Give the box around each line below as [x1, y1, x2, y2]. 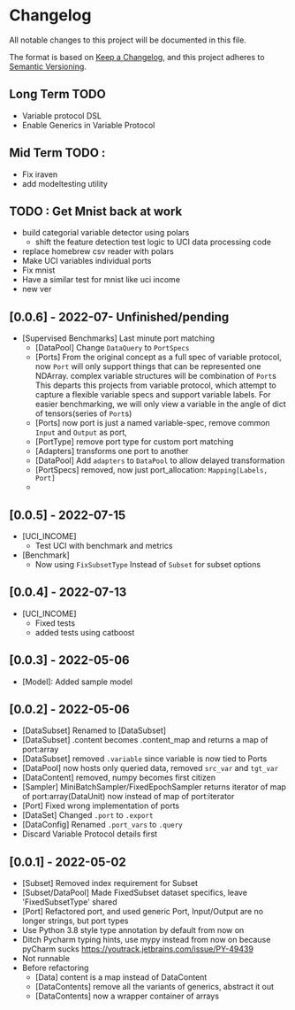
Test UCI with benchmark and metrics [34, 541, 173, 551]
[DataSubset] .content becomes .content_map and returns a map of [21, 735, 269, 745]
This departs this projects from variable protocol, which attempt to [34, 380, 276, 390]
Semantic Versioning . [9, 61, 87, 72]
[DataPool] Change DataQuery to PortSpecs [34, 343, 190, 353]
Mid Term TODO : [9, 145, 106, 160]
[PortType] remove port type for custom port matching [34, 436, 234, 447]
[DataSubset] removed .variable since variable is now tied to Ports [21, 753, 268, 764]
